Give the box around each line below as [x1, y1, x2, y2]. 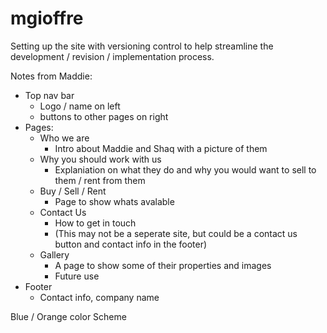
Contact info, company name [39, 291, 160, 303]
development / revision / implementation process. [10, 50, 215, 62]
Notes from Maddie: [10, 70, 93, 82]
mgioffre [10, 7, 84, 30]
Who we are [39, 132, 90, 144]
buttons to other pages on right [39, 110, 169, 122]
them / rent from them [54, 174, 146, 186]
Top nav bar [24, 89, 75, 101]
